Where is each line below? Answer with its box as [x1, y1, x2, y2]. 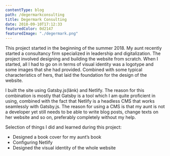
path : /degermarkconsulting [5, 12, 65, 17]
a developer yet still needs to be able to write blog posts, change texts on [5, 109, 159, 115]
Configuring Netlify [12, 139, 53, 145]
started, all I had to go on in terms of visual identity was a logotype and [5, 61, 154, 67]
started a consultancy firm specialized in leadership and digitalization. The [5, 50, 161, 56]
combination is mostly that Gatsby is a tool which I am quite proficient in [5, 92, 156, 99]
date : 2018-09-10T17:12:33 [5, 21, 62, 27]
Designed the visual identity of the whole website [12, 145, 116, 150]
